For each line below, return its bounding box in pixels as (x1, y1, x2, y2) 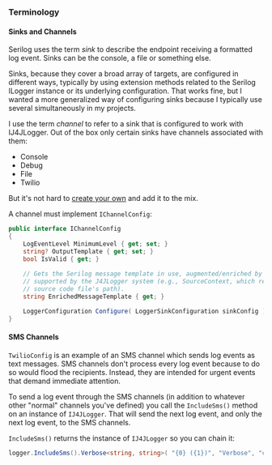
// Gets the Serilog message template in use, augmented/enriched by (23, 270, 263, 278)
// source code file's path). (23, 285, 125, 293)
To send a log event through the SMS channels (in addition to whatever (8, 391, 245, 401)
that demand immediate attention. (8, 376, 121, 386)
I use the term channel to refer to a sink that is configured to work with (8, 119, 244, 129)
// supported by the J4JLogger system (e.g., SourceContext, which (23, 278, 255, 286)
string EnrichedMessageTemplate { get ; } (23, 292, 164, 301)
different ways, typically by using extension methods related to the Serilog (8, 78, 257, 87)
